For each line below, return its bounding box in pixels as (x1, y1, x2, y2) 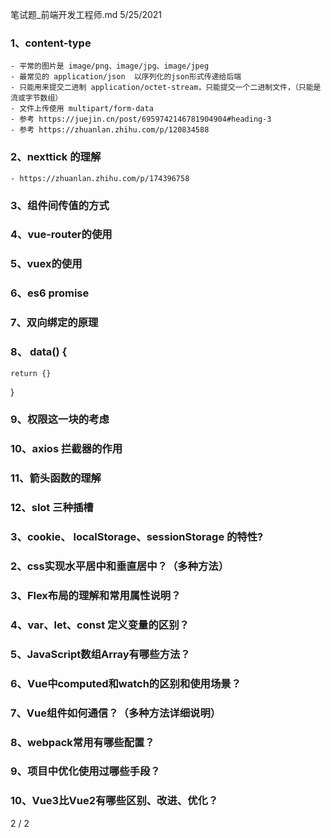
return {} (10, 368, 52, 378)
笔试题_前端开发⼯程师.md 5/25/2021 (10, 9, 163, 20)
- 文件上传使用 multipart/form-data (10, 104, 154, 114)
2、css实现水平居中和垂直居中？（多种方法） (10, 559, 230, 573)
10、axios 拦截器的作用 (10, 442, 123, 456)
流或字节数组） (10, 93, 63, 103)
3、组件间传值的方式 (10, 198, 110, 212)
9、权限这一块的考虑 (10, 413, 110, 427)
